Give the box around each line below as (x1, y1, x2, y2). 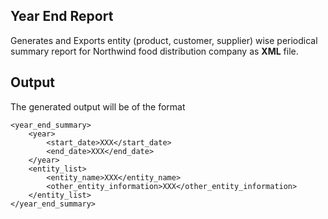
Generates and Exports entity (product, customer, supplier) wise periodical (10, 34, 318, 46)
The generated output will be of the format (10, 100, 186, 113)
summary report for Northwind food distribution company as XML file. (10, 45, 299, 57)
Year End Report (10, 8, 114, 25)
